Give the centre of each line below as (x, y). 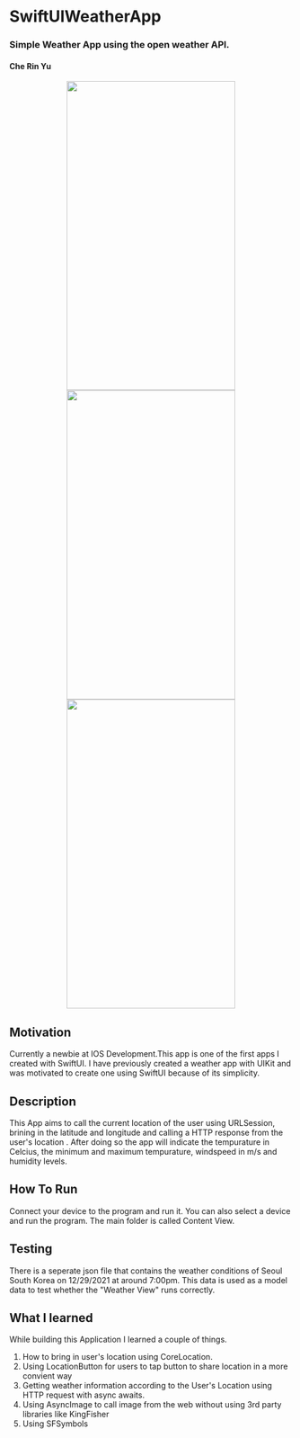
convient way (47, 1376)
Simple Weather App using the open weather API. (119, 45)
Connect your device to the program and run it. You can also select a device (150, 1210)
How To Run (44, 1189)
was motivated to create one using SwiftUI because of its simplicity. (135, 1073)
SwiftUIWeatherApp (85, 17)
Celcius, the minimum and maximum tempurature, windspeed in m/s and (143, 1151)
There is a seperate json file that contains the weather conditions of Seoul (146, 1271)
